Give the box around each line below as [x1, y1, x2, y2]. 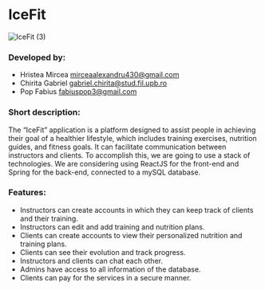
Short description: [8, 107, 81, 118]
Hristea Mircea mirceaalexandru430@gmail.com [19, 70, 180, 80]
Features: [8, 187, 46, 198]
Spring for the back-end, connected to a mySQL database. [8, 167, 201, 177]
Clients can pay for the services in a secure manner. [19, 272, 192, 282]
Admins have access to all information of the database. [19, 265, 201, 274]
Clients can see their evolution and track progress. [19, 247, 186, 257]
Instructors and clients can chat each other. [19, 256, 164, 265]
